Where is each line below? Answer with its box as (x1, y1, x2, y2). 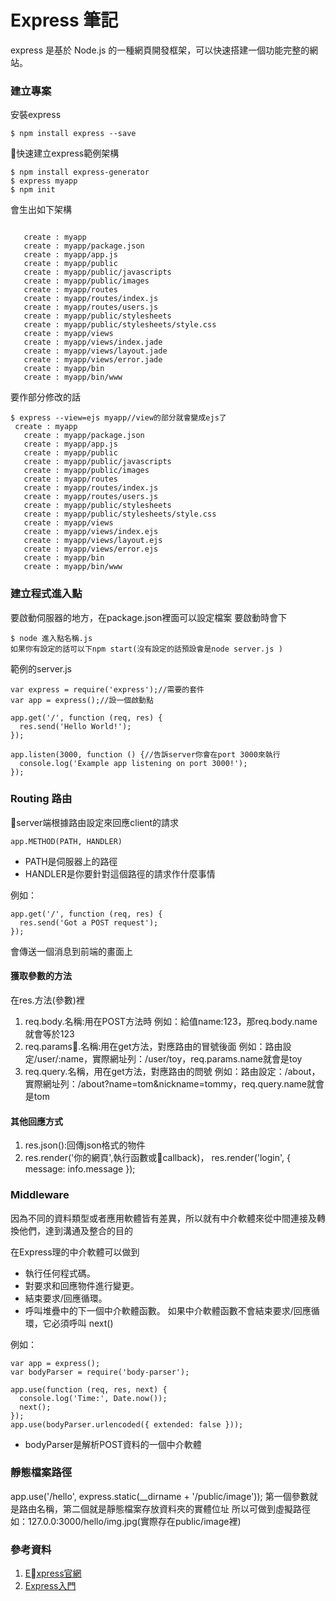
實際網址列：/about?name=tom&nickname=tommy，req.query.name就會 (24, 1078, 325, 1090)
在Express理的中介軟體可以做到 (10, 1246, 140, 1258)
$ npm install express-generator (10, 167, 150, 178)
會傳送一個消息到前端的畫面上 (10, 945, 133, 957)
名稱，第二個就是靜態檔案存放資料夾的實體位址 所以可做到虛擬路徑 (36, 1502, 311, 1515)
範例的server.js (10, 662, 73, 675)
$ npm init (10, 185, 56, 195)
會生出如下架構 (10, 204, 72, 216)
